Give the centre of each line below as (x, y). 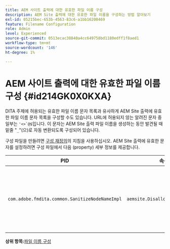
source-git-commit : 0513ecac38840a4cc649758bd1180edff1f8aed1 (72, 39)
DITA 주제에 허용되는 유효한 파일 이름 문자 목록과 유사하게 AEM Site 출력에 (79, 111)
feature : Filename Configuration (40, 24)
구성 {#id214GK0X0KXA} (58, 96)
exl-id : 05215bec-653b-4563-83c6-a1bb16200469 (55, 19)
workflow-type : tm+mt (28, 43)
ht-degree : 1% (20, 52)
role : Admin (18, 29)
